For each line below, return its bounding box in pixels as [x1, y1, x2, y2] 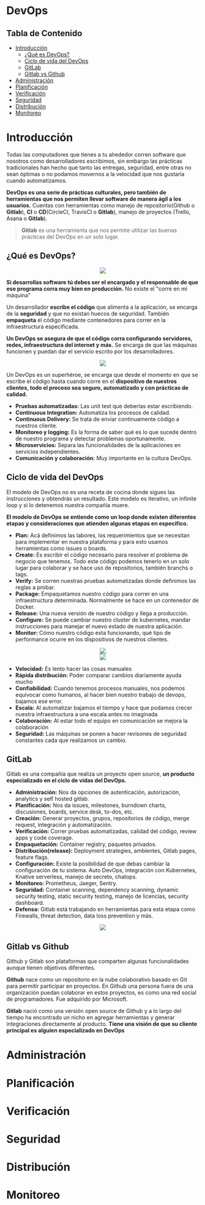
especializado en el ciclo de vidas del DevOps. [6, 777, 127, 784]
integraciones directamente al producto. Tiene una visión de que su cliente [6, 1020, 198, 1028]
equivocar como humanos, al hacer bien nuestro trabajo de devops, [15, 691, 187, 698]
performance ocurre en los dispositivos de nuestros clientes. [15, 636, 169, 643]
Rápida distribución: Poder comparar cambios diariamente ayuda [15, 671, 182, 679]
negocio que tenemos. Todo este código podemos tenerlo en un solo [15, 557, 190, 565]
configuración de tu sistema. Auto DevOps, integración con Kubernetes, [15, 867, 197, 874]
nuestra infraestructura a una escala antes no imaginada [15, 710, 158, 717]
